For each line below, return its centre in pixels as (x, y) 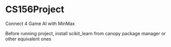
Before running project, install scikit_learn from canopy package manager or (86, 33)
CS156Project (35, 9)
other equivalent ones (28, 39)
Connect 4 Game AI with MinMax (40, 24)
